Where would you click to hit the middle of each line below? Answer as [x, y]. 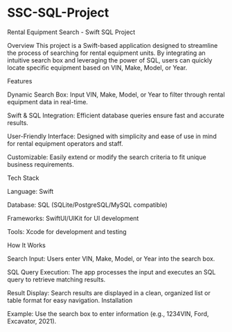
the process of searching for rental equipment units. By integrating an [106, 53]
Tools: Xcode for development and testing [67, 231]
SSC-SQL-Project [58, 13]
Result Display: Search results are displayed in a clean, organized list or [109, 292]
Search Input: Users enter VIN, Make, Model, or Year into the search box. [111, 258]
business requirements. [41, 164]
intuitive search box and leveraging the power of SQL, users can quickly [110, 60]
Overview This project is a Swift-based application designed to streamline [113, 45]
